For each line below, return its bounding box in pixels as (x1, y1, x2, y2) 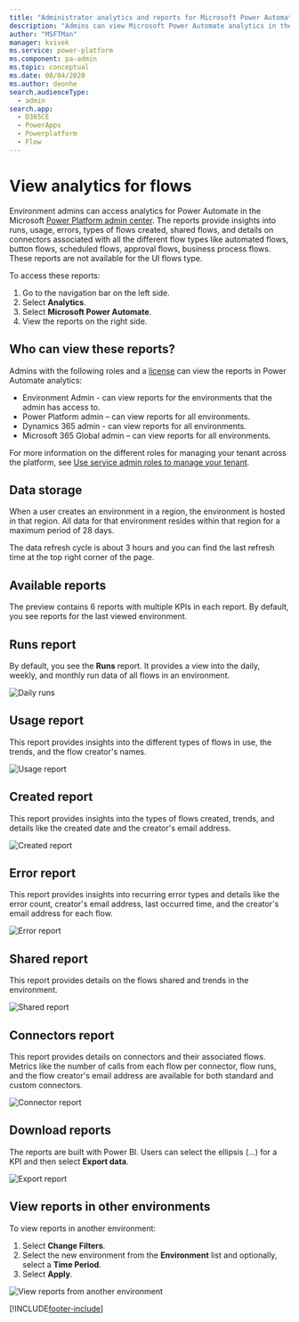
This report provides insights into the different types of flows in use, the (9, 737, 272, 748)
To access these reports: (9, 269, 101, 281)
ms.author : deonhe (9, 79, 77, 88)
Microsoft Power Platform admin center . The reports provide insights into (9, 215, 277, 226)
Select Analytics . (21, 296, 86, 308)
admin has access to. (21, 401, 101, 412)
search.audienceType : (9, 87, 90, 96)
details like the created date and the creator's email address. (9, 822, 231, 833)
